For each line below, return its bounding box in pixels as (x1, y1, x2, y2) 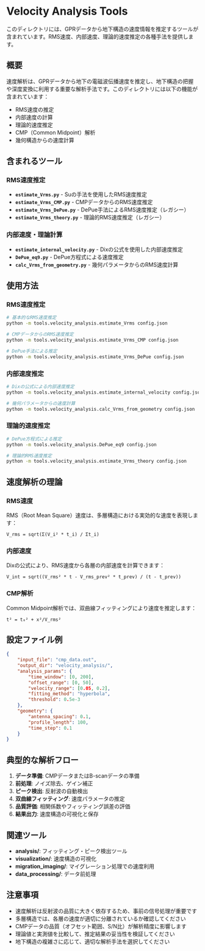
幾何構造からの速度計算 (15, 136, 74, 144)
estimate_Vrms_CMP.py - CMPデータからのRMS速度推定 (15, 199, 153, 206)
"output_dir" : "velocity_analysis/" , (17, 663, 113, 669)
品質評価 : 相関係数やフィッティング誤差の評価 (15, 802, 131, 810)
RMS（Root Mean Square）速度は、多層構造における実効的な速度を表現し (6, 512, 193, 519)
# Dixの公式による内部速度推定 (6, 383, 75, 389)
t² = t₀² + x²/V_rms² (6, 616, 62, 623)
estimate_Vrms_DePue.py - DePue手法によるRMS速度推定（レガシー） (15, 206, 190, 213)
